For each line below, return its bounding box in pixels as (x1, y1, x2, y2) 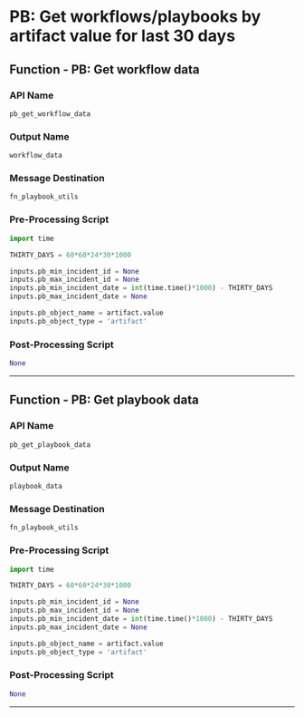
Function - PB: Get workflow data (9, 62, 201, 77)
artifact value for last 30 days (9, 25, 236, 46)
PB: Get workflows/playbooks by (9, 6, 261, 27)
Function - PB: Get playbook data (9, 392, 199, 408)
